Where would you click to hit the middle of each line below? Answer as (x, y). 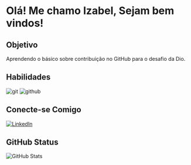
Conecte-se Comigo (44, 110)
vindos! (25, 23)
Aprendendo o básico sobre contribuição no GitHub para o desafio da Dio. (96, 59)
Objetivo (22, 45)
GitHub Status (32, 142)
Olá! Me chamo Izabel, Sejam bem (90, 11)
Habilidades (28, 77)
